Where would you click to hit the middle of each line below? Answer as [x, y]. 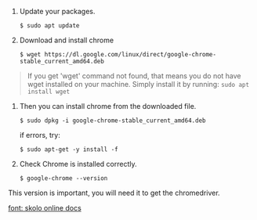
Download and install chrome [67, 40]
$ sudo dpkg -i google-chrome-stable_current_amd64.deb [112, 121]
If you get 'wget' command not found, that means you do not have [134, 76]
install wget [49, 92]
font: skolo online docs [45, 208]
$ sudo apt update [49, 26]
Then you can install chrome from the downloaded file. [108, 106]
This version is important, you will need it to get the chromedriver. [114, 193]
